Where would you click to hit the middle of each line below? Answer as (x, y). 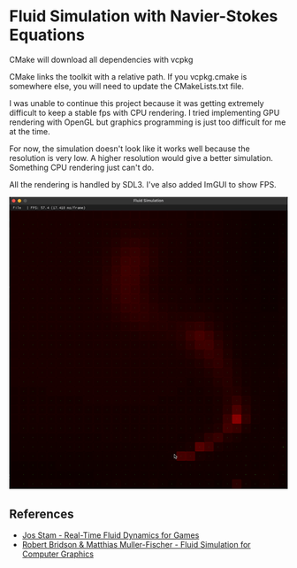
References (42, 514)
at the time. (30, 131)
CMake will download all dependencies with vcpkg (101, 59)
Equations (47, 35)
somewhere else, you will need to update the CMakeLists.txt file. (127, 86)
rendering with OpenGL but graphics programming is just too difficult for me (148, 122)
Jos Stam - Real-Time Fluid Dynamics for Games (110, 535)
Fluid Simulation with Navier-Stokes (144, 16)
